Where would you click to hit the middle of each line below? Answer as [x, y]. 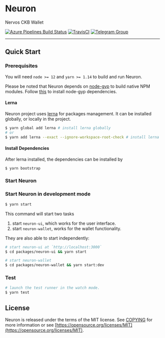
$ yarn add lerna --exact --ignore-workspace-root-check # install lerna [82, 137]
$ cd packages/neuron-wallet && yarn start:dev [55, 265]
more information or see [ [31, 325]
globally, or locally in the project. [38, 119]
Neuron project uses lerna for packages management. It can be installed [78, 113]
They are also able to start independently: [47, 238]
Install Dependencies [27, 148]
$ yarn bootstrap [23, 168]
